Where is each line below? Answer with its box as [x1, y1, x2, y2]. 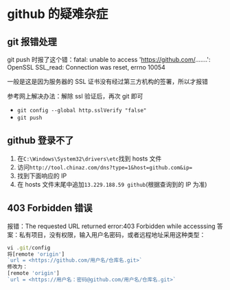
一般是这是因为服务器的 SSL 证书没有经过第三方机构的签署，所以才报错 [7, 77, 208, 85]
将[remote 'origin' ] [7, 251, 65, 258]
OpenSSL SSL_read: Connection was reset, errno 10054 [7, 63, 166, 71]
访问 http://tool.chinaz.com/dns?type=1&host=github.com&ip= [16, 163, 193, 171]
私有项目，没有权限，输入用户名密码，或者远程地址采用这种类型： [19, 230, 206, 238]
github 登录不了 [7, 135, 74, 147]
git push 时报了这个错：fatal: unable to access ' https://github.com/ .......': [7, 56, 211, 63]
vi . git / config [7, 244, 51, 251]
